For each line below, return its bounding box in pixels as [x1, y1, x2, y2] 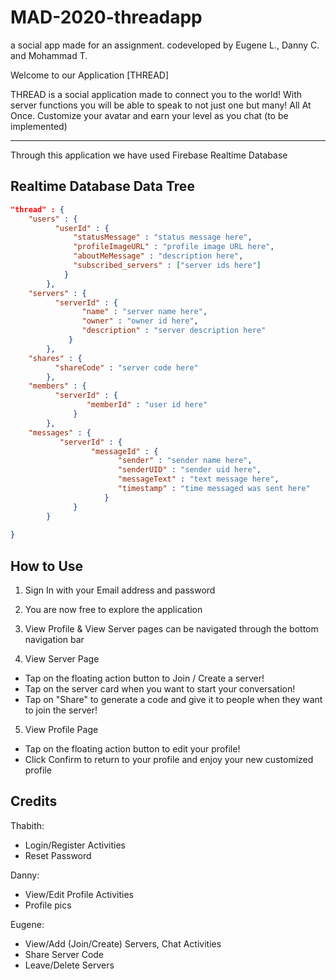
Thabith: [10, 819, 45, 831]
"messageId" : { [90, 446, 159, 456]
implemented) [10, 120, 68, 132]
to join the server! [24, 704, 98, 716]
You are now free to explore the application [24, 604, 203, 616]
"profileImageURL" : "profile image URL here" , [73, 242, 275, 252]
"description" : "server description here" [81, 326, 267, 336]
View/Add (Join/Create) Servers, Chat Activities [24, 937, 222, 950]
